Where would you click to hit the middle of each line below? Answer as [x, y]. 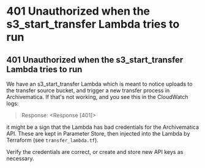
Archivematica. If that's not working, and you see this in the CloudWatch [97, 97]
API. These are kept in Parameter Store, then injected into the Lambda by [98, 133]
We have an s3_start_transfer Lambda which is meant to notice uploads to [99, 84]
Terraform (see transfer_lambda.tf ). [53, 140]
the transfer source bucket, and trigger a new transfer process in [88, 90]
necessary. [20, 158]
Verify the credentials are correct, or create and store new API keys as [95, 152]
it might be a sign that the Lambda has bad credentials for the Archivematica [103, 127]
